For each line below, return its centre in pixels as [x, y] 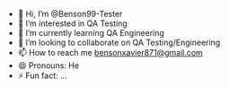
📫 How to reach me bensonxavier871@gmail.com [110, 53]
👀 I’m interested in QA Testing [72, 23]
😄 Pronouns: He [48, 66]
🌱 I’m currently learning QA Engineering [91, 33]
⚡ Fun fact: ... [42, 75]
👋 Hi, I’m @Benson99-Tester [70, 14]
